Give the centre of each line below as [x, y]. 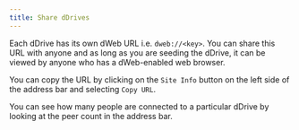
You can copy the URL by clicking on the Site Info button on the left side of [149, 79]
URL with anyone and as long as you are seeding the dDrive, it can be [137, 52]
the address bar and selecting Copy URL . [83, 89]
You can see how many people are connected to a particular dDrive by [139, 106]
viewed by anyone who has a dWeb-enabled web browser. [117, 62]
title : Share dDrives [50, 17]
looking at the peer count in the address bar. [91, 116]
